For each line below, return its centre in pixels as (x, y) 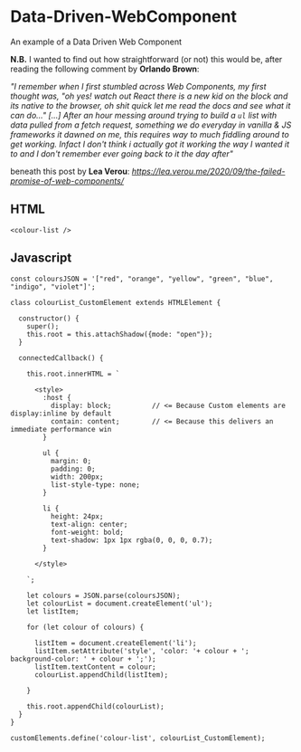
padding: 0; (73, 469)
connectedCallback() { (61, 358)
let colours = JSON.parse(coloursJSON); (103, 595)
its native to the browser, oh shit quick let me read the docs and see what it (150, 105)
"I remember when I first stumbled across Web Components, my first (138, 86)
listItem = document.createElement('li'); (115, 643)
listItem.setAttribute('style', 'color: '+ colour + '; (141, 651)
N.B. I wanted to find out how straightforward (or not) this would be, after (146, 59)
